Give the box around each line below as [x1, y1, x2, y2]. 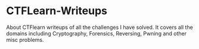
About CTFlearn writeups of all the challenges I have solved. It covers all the [6, 24, 194, 31]
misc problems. [6, 36, 44, 43]
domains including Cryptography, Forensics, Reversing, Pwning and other [6, 30, 186, 37]
